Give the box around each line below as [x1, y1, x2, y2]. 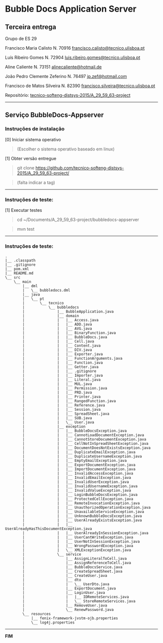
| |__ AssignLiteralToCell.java [22, 556, 127, 561]
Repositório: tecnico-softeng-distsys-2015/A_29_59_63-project [5, 92, 131, 98]
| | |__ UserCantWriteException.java [22, 535, 133, 540]
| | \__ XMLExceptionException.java [22, 548, 131, 553]
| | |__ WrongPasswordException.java [22, 544, 133, 549]
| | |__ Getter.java [22, 365, 98, 369]
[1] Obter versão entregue [5, 155, 57, 161]
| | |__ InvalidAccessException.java [22, 471, 133, 476]
